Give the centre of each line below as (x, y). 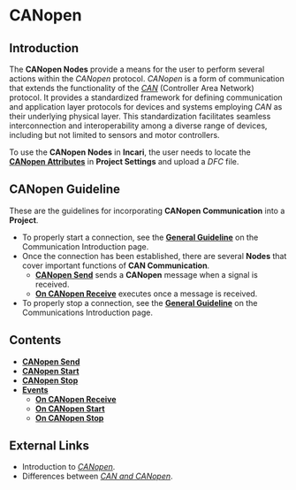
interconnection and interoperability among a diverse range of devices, (138, 126)
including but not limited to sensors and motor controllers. (114, 135)
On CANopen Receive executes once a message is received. (146, 294)
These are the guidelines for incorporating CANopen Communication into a (147, 211)
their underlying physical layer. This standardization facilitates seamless (140, 116)
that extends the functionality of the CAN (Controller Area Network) (132, 88)
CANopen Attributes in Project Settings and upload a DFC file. (124, 161)
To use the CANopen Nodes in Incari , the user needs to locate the (130, 152)
